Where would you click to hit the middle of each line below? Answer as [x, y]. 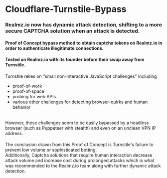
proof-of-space [28, 91]
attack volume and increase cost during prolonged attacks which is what [80, 161]
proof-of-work [27, 86]
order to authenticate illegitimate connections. [54, 48]
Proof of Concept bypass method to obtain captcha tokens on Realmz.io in [84, 43]
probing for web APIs [34, 96]
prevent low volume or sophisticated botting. [51, 150]
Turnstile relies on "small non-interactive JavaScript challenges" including [81, 76]
